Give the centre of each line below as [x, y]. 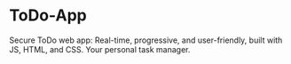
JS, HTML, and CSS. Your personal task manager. [100, 49]
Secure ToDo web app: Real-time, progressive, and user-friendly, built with [146, 40]
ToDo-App [48, 16]
